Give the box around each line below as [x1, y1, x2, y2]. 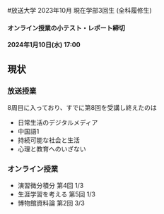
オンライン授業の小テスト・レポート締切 [7, 23, 125, 32]
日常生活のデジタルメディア [17, 118, 98, 127]
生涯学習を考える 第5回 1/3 [17, 190, 95, 199]
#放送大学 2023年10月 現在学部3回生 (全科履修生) [7, 6, 152, 14]
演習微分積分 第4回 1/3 [17, 182, 84, 190]
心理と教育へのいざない [17, 144, 86, 153]
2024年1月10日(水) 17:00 [7, 41, 81, 49]
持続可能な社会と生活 [17, 136, 80, 144]
